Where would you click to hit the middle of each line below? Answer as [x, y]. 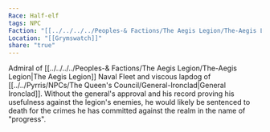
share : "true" [32, 46]
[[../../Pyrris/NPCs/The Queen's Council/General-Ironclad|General [117, 86]
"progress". [27, 119]
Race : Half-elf [34, 16]
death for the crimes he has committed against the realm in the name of [127, 111]
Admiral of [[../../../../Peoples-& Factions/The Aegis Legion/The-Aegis [123, 68]
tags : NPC [25, 23]
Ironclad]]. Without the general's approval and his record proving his [121, 94]
